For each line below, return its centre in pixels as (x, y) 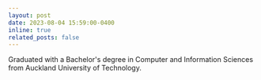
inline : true (30, 30)
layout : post (30, 15)
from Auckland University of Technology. (75, 68)
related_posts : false (44, 37)
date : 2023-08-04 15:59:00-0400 (61, 23)
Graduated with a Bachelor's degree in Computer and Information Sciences (131, 60)
